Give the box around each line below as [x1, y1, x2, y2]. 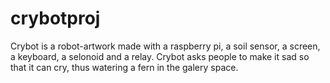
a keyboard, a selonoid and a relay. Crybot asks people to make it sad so [10, 50, 310, 62]
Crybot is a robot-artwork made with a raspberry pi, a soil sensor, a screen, [10, 40, 321, 52]
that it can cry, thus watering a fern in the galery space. [10, 61, 239, 73]
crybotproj [10, 7, 101, 30]
